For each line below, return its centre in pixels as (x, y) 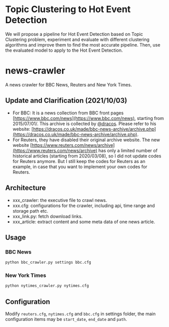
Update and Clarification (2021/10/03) (66, 100)
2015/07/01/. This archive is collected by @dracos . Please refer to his (84, 124)
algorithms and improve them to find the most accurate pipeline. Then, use (83, 45)
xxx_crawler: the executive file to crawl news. (60, 200)
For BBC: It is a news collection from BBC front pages (68, 113)
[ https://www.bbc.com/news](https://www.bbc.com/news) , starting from (88, 118)
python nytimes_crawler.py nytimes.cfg (47, 286)
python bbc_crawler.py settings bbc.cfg (48, 262)
